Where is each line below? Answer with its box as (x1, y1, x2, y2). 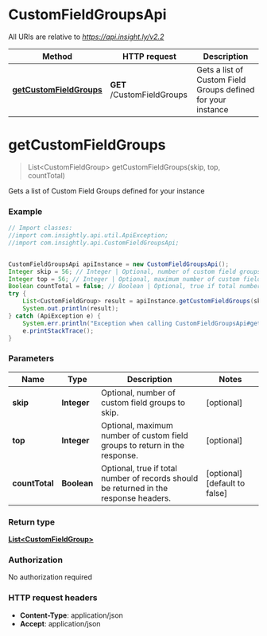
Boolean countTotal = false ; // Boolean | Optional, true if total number (8, 283, 261, 291)
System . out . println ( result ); (22, 305, 119, 313)
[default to (206, 478, 246, 489)
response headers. (100, 492, 172, 503)
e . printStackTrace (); (22, 326, 94, 335)
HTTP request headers (8, 592, 98, 603)
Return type (8, 516, 56, 527)
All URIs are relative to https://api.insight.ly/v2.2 (8, 32, 164, 41)
